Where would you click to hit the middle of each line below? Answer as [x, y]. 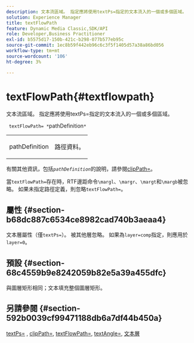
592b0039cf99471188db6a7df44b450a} [84, 318]
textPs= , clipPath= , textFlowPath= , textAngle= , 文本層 [73, 333]
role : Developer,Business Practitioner [56, 34]
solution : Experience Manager [44, 17]
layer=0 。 [19, 242]
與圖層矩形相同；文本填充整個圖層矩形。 [56, 288]
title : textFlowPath [32, 23]
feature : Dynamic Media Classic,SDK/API [57, 28]
